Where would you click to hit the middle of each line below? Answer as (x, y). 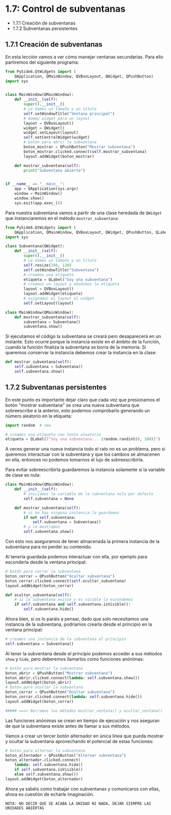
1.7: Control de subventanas (65, 9)
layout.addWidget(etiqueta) (53, 294)
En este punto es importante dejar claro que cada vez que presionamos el (83, 400)
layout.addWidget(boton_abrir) (38, 683)
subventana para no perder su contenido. (49, 547)
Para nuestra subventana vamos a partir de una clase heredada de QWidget (83, 213)
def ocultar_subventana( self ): (38, 595)
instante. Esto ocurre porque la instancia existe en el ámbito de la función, (83, 342)
